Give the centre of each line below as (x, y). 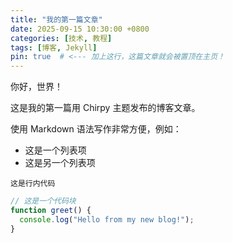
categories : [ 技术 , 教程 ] (61, 38)
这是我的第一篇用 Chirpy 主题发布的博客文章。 (105, 108)
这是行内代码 (33, 184)
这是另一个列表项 (60, 163)
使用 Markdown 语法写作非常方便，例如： (96, 129)
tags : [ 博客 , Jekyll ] (54, 47)
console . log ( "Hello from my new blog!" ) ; (107, 219)
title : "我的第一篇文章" (56, 19)
